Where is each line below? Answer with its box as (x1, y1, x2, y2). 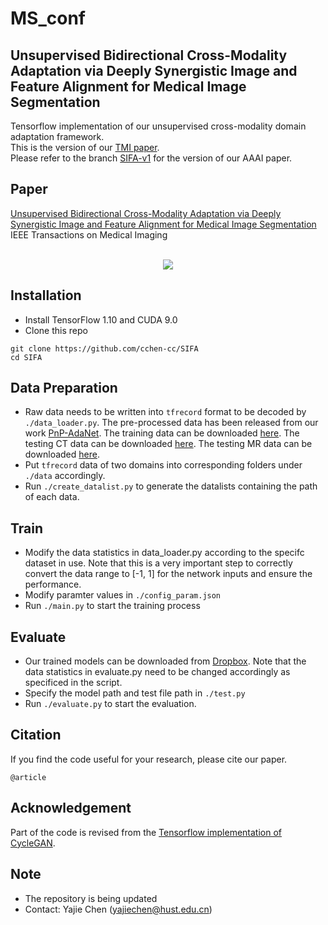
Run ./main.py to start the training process (24, 600, 201, 612)
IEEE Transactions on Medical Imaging (10, 228, 168, 241)
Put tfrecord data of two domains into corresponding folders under (24, 459, 303, 471)
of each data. (24, 491, 80, 503)
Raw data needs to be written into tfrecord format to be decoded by (24, 406, 307, 418)
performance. (24, 578, 82, 591)
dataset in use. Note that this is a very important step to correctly (24, 557, 293, 569)
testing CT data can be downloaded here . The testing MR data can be (24, 438, 313, 450)
